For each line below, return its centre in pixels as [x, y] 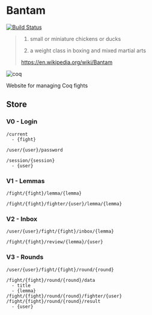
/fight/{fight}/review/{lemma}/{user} [55, 242]
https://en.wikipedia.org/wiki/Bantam [67, 62]
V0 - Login [22, 122]
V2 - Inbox [22, 219]
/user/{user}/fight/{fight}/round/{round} [60, 270]
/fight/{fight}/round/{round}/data [51, 280]
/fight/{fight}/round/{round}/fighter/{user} [64, 296]
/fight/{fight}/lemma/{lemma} [44, 193]
